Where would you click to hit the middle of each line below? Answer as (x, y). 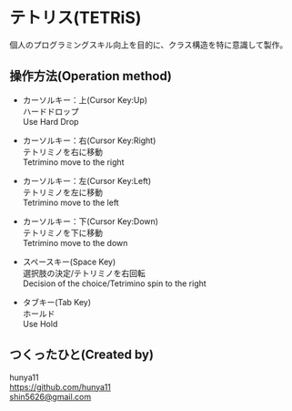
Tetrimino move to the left (71, 202)
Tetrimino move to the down (75, 242)
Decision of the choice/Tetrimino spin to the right (114, 283)
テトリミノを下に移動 (62, 232)
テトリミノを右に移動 (62, 151)
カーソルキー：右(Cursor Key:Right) (89, 140)
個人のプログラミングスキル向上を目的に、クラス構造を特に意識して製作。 (149, 45)
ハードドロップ (50, 111)
